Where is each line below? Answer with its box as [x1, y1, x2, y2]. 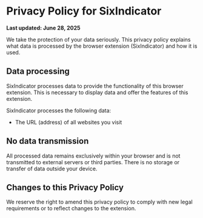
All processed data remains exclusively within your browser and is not [6, 152, 181, 159]
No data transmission [6, 136, 89, 146]
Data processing [6, 66, 70, 77]
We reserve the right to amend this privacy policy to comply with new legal [6, 198, 193, 206]
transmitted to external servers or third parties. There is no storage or [6, 158, 180, 165]
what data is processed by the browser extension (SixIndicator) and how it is [6, 42, 198, 50]
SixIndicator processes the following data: [6, 107, 111, 114]
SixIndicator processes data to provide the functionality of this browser [6, 82, 184, 89]
